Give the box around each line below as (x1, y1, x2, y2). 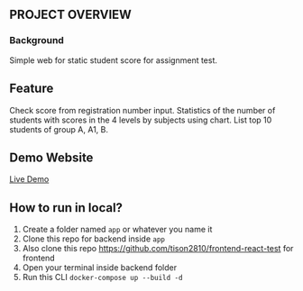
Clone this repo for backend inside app (22, 233, 165, 244)
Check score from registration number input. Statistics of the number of (9, 105, 276, 115)
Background (9, 34, 65, 47)
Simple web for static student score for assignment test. (9, 54, 218, 66)
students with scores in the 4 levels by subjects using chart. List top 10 (9, 114, 272, 125)
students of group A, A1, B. (9, 123, 109, 134)
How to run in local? (9, 200, 124, 215)
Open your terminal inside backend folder (22, 262, 178, 273)
